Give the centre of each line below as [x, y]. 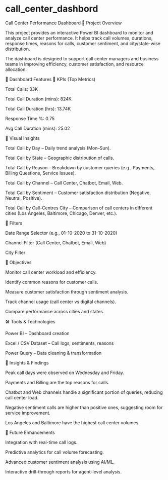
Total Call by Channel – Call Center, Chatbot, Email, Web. [64, 182]
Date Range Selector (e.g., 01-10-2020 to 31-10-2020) [61, 233]
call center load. [22, 397]
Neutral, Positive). [24, 198]
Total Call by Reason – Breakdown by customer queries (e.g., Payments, [80, 167]
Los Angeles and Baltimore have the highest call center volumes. [72, 422]
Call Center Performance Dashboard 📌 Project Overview [64, 23]
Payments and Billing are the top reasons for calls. [57, 382]
